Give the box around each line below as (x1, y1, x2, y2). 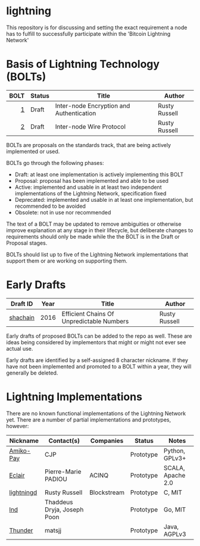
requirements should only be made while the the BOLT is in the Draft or (6, 233, 180, 240)
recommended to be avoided (14, 202, 86, 210)
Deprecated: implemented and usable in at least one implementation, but (14, 196, 193, 203)
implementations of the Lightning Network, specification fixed (14, 189, 167, 197)
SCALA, (163, 463, 186, 472)
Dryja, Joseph (44, 505, 84, 513)
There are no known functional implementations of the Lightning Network (6, 410, 186, 417)
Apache (163, 471, 186, 479)
